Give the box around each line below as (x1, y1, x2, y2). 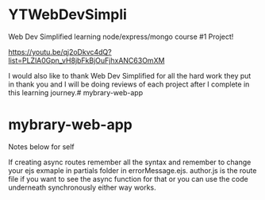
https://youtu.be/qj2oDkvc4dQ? (8, 47, 113, 56)
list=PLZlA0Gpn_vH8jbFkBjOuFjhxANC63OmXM (8, 56, 165, 65)
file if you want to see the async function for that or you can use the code (8, 174, 248, 183)
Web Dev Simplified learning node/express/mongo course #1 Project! (8, 32, 234, 41)
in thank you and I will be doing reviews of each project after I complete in (8, 79, 250, 89)
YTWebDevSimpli (8, 6, 127, 24)
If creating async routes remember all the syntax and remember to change (8, 157, 252, 167)
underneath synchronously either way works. (8, 183, 156, 192)
